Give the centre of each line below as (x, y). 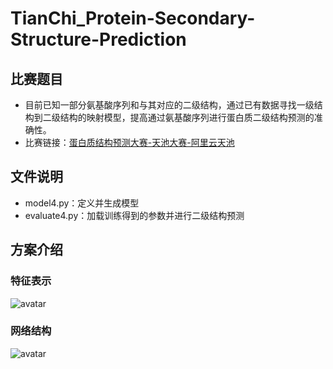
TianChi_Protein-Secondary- (133, 18)
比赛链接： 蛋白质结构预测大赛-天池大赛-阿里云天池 (129, 142)
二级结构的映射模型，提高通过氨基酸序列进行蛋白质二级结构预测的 (178, 117)
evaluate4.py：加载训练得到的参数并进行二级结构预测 (134, 215)
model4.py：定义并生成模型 (82, 203)
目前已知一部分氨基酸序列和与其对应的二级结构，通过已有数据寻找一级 (169, 105)
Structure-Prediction (98, 39)
